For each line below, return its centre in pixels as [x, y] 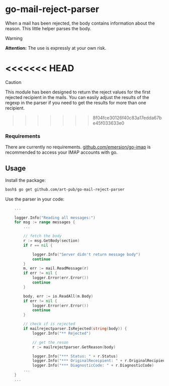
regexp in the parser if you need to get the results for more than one [76, 103]
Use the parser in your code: [35, 199]
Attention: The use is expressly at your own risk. [56, 48]
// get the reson [50, 342]
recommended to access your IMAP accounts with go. [61, 152]
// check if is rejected [49, 324]
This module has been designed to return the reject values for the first [78, 92]
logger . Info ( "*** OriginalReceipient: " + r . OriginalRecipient [100, 361]
